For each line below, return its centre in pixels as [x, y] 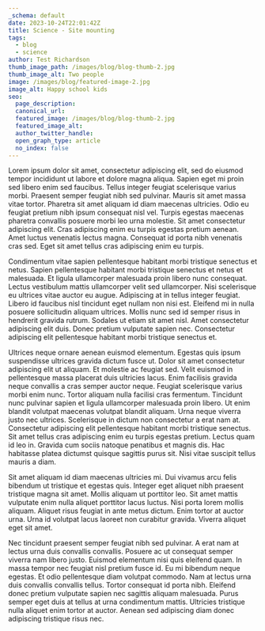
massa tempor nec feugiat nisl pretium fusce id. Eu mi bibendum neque [124, 568]
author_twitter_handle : [54, 133]
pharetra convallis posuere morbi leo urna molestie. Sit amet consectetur [127, 221]
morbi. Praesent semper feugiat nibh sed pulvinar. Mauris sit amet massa [127, 196]
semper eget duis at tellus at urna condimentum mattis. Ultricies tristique [127, 602]
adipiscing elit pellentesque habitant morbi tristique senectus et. [113, 337]
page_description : [46, 104]
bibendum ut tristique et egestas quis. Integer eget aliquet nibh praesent [126, 486]
